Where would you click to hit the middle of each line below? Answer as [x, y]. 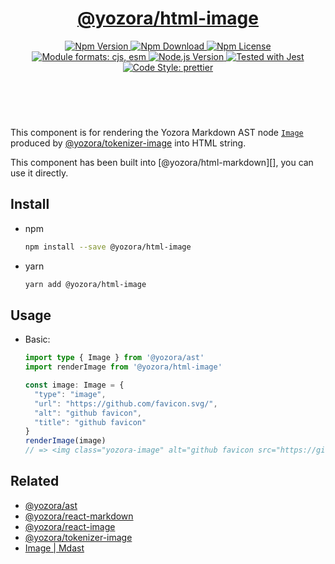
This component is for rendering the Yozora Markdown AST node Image [157, 132]
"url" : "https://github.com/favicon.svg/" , [126, 403]
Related [35, 481]
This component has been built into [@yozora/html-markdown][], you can [162, 162]
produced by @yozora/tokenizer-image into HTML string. [128, 143]
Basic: [37, 339]
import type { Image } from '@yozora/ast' [114, 358]
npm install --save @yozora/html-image [108, 247]
